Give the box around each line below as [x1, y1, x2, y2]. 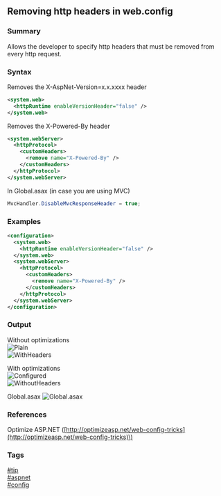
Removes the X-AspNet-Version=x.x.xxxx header [7, 83, 147, 91]
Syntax [7, 67, 32, 77]
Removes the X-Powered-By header [7, 122, 110, 130]
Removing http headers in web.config [7, 6, 173, 17]
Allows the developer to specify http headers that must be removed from [7, 42, 215, 51]
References [7, 410, 47, 419]
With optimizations [7, 364, 61, 372]
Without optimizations [7, 335, 70, 344]
